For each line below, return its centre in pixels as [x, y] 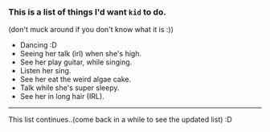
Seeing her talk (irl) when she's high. [81, 54]
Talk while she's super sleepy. [70, 88]
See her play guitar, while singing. [76, 62]
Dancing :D [39, 45]
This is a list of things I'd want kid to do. [87, 12]
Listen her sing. [45, 71]
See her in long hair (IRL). [62, 97]
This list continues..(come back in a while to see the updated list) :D [121, 120]
